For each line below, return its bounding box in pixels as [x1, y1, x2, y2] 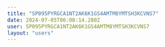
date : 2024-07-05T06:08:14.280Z [7, 17, 100, 23]
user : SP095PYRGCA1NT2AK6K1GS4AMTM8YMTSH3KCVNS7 [7, 23, 150, 30]
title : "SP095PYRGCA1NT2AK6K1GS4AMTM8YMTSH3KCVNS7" [7, 10, 159, 17]
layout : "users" [7, 29, 54, 37]
